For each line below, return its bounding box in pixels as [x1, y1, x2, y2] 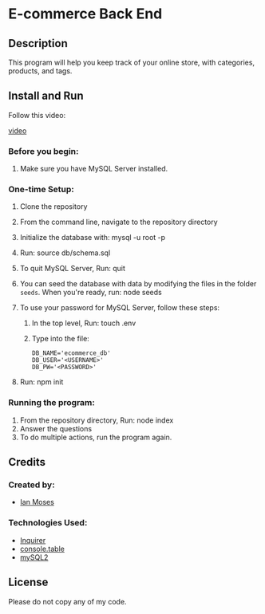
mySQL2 [19, 552, 49, 562]
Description [8, 37, 68, 50]
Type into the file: [31, 334, 89, 344]
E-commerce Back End [8, 5, 163, 23]
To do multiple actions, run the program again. [19, 432, 172, 442]
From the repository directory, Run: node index [19, 415, 174, 425]
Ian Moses [19, 498, 54, 507]
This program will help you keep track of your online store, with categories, [8, 57, 255, 67]
